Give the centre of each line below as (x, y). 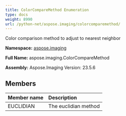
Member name (26, 98)
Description (62, 98)
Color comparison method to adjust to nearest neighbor (63, 38)
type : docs (17, 15)
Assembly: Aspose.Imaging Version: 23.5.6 (50, 68)
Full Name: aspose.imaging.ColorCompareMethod (57, 58)
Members (21, 83)
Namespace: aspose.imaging (36, 48)
